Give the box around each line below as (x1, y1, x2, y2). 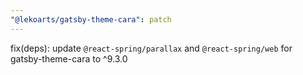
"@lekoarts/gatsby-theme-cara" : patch (10, 14, 172, 25)
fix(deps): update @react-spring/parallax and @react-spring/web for (10, 42, 293, 54)
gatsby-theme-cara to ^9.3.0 (10, 52, 128, 65)
